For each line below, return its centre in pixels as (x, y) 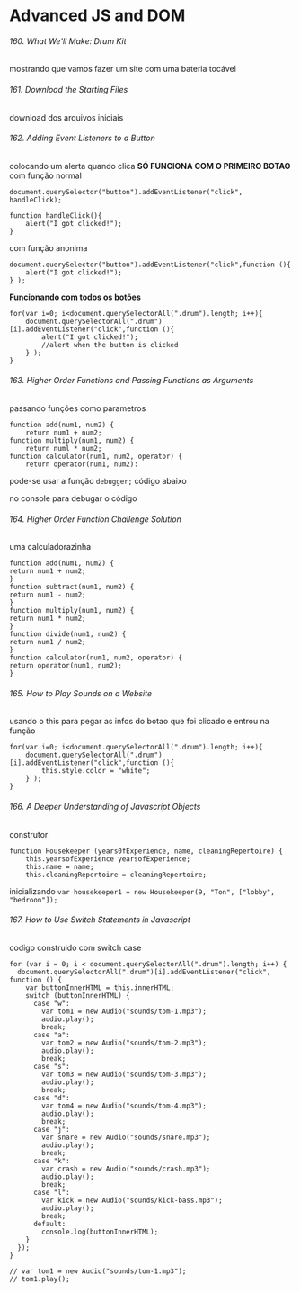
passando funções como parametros (78, 408)
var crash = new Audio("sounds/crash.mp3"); (126, 1169)
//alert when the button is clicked (110, 345)
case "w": (51, 1003)
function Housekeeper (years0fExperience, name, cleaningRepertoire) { (146, 851)
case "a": (51, 1035)
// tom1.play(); (40, 1279)
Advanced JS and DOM (97, 16)
